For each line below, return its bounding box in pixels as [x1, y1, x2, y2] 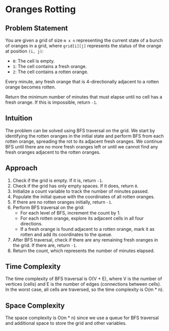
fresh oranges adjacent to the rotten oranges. [5, 149, 101, 155]
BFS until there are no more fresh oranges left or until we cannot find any [5, 143, 158, 149]
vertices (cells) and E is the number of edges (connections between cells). [5, 281, 161, 287]
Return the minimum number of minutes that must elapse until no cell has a [5, 94, 162, 100]
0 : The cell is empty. [12, 58, 55, 64]
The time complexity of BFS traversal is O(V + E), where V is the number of [5, 276, 162, 282]
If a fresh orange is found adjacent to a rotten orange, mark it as [20, 226, 155, 232]
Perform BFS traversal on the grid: [12, 204, 85, 210]
